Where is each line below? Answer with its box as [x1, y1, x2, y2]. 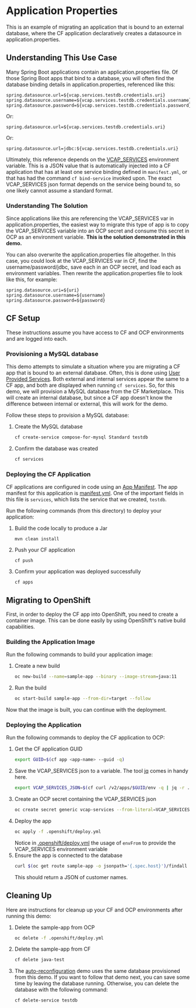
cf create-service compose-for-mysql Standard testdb [14, 434, 148, 440]
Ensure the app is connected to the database [14, 852, 123, 859]
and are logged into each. [6, 335, 68, 342]
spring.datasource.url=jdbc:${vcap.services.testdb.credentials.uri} [6, 145, 179, 152]
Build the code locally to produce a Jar [14, 525, 108, 532]
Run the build [14, 684, 47, 691]
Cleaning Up [6, 891, 52, 901]
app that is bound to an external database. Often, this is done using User [6, 369, 181, 376]
